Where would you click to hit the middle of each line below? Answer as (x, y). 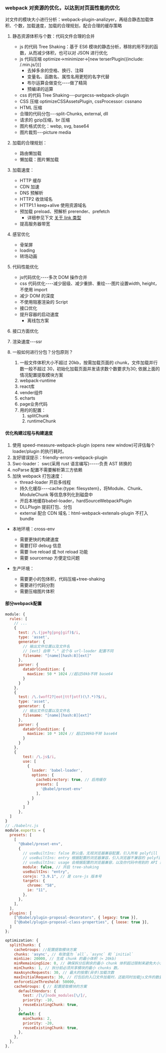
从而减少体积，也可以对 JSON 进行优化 (68, 53)
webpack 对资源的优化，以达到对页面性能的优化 (62, 7)
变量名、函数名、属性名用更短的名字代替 (68, 77)
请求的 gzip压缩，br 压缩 (45, 120)
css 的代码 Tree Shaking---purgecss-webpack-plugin (74, 95)
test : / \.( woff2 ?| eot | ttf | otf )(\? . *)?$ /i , (62, 697)
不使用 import (34, 290)
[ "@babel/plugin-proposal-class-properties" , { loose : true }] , (82, 922)
